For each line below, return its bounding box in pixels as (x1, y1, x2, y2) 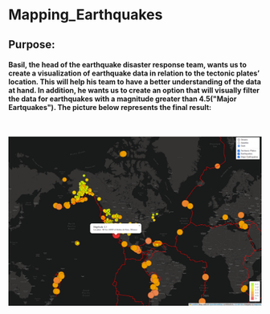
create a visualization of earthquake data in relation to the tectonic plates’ (8, 68, 260, 78)
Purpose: (8, 38, 55, 51)
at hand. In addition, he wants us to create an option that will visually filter (8, 86, 260, 96)
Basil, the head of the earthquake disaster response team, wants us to (8, 60, 247, 70)
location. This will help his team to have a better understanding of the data (8, 77, 261, 87)
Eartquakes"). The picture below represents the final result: (8, 103, 212, 112)
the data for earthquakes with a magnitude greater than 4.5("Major (8, 94, 237, 104)
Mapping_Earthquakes (8, 6, 163, 24)
